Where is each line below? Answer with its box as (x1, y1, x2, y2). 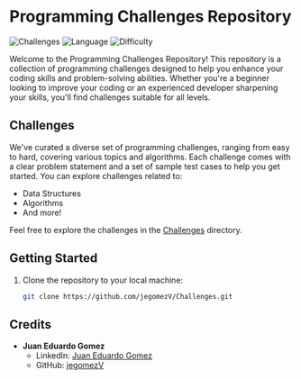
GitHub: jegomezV (35, 360, 105, 371)
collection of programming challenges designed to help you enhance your (9, 63, 284, 74)
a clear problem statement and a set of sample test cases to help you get (9, 160, 281, 172)
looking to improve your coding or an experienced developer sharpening (9, 82, 278, 93)
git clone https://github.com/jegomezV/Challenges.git (22, 292, 233, 301)
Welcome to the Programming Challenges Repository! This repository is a (9, 53, 282, 64)
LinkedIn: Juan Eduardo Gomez (35, 350, 153, 361)
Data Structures (22, 187, 81, 199)
